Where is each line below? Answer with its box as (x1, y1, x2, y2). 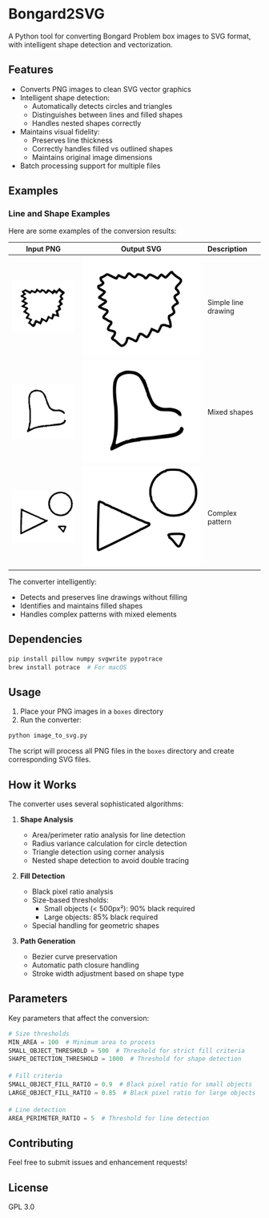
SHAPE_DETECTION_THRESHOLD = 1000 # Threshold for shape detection (8, 1055, 242, 1063)
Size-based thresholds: (31, 894, 110, 905)
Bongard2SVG (8, 5, 106, 23)
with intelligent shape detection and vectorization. (8, 39, 174, 49)
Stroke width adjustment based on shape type (31, 968, 184, 978)
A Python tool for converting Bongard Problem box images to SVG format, (8, 31, 251, 41)
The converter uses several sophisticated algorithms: (8, 798, 184, 809)
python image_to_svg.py (8, 732, 88, 740)
